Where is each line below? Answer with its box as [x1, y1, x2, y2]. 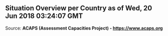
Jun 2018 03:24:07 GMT [5, 12, 83, 20]
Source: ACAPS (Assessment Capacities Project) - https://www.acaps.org [5, 25, 163, 31]
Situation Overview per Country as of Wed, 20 [5, 4, 152, 12]
